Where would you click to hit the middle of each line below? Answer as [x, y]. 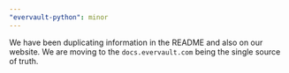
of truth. [24, 61]
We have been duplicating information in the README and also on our [136, 42]
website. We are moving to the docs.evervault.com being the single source [145, 51]
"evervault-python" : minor [59, 17]
